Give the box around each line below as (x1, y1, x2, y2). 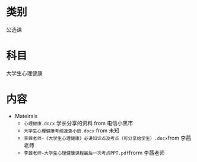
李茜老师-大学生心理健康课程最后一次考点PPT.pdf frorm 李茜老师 (23, 149, 165, 156)
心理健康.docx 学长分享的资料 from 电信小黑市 (23, 119, 134, 127)
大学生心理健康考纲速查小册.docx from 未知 (23, 127, 120, 134)
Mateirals (14, 112, 38, 119)
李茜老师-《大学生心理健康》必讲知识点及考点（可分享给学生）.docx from (23, 134, 180, 141)
